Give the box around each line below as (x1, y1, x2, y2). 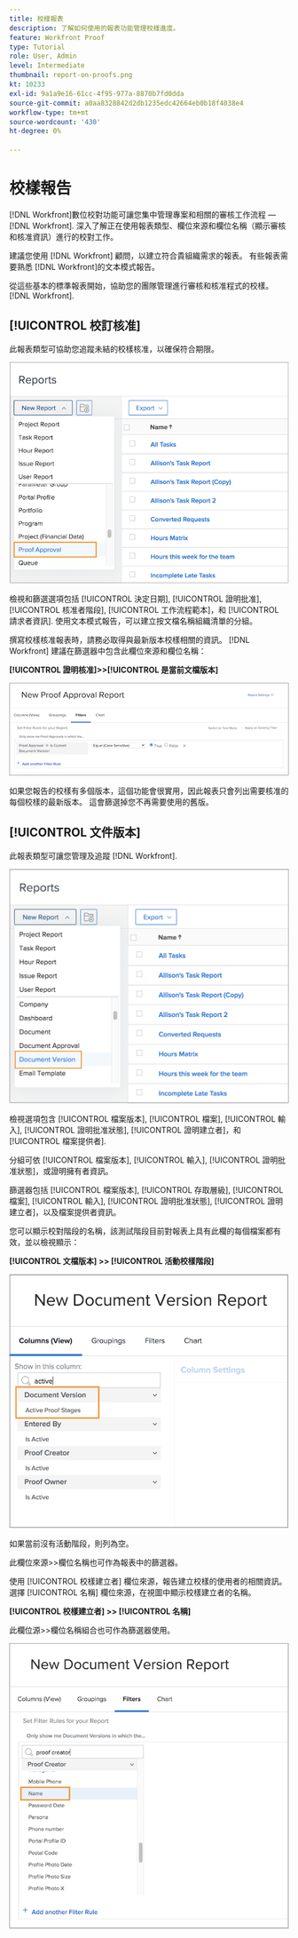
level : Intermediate (9, 61, 86, 70)
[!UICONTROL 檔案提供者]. (9, 1136, 106, 1147)
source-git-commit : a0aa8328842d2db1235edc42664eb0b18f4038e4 (9, 99, 244, 107)
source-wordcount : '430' (9, 117, 101, 126)
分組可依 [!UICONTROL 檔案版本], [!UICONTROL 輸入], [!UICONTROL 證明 (9, 1155, 278, 1165)
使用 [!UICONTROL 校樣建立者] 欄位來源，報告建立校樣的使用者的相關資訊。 (9, 1576, 287, 1586)
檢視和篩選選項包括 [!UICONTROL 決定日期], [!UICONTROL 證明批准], (9, 593, 262, 604)
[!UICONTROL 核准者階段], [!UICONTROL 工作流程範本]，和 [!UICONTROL (9, 604, 279, 615)
